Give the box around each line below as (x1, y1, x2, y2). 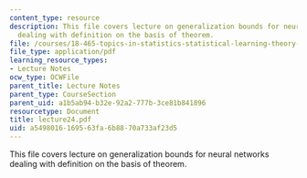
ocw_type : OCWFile (9, 73, 79, 82)
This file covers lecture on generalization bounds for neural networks (9, 149, 270, 160)
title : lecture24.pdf (9, 115, 92, 124)
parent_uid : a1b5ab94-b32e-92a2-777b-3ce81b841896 (9, 98, 206, 108)
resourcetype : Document (9, 107, 101, 116)
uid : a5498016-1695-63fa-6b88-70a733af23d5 (9, 124, 178, 133)
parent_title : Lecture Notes (9, 81, 121, 90)
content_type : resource (9, 13, 101, 23)
